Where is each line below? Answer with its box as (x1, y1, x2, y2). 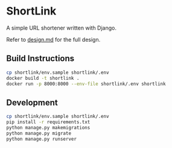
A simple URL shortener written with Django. (6, 24, 116, 31)
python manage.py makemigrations (6, 124, 91, 130)
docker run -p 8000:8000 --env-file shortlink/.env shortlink (6, 80, 166, 87)
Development (6, 97, 59, 108)
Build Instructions (6, 53, 75, 64)
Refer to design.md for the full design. (6, 36, 101, 43)
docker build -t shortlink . (6, 75, 80, 81)
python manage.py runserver (6, 136, 77, 142)
